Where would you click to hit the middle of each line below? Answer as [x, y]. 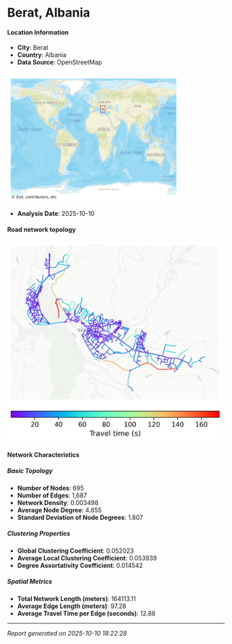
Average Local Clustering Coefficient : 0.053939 [87, 558]
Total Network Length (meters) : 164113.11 [77, 598]
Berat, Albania [49, 13]
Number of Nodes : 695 [50, 488]
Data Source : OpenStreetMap [59, 62]
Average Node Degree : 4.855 [59, 510]
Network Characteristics [43, 454]
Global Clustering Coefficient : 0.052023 [76, 551]
